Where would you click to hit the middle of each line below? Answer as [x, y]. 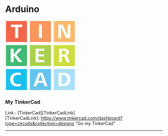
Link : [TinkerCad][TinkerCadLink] [40, 113]
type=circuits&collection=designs [40, 123]
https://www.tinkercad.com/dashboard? [82, 118]
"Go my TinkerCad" [95, 123]
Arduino [22, 9]
